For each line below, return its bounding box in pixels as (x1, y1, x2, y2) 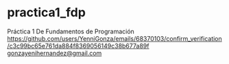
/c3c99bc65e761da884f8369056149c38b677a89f (7, 42, 149, 50)
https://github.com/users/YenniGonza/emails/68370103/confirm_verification (7, 34, 223, 42)
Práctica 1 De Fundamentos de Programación (7, 27, 135, 35)
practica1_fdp (7, 5, 86, 20)
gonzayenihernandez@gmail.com (7, 49, 102, 57)
